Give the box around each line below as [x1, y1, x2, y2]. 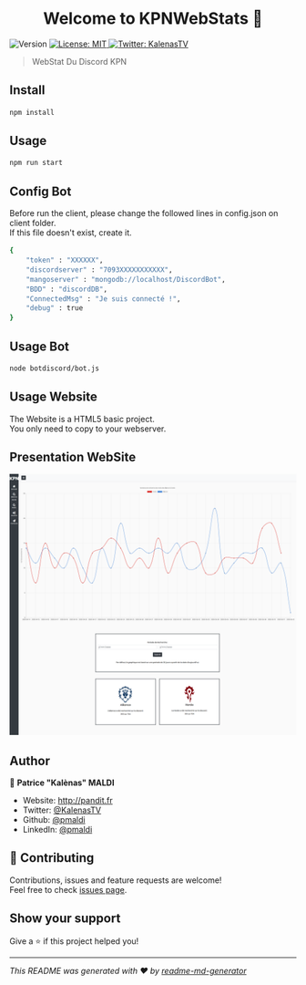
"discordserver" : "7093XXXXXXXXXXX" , [25, 264, 173, 275]
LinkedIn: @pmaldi [22, 824, 93, 835]
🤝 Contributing [9, 850, 95, 866]
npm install [9, 108, 55, 117]
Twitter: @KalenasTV [22, 804, 102, 815]
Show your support [9, 911, 121, 927]
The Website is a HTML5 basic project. [9, 413, 155, 424]
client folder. [9, 218, 56, 229]
